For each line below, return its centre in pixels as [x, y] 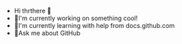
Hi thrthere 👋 [32, 11]
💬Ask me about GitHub [47, 33]
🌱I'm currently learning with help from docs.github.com [94, 25]
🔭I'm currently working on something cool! [76, 18]
